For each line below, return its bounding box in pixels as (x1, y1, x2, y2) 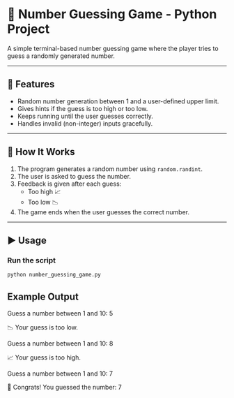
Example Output (7, 290, 79, 302)
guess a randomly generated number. (7, 52, 115, 60)
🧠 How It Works (7, 146, 75, 158)
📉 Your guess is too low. (7, 323, 78, 331)
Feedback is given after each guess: (17, 179, 122, 188)
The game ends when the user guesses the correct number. (17, 207, 190, 216)
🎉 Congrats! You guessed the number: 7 (7, 383, 122, 391)
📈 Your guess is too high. (7, 353, 81, 362)
